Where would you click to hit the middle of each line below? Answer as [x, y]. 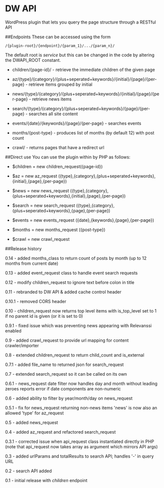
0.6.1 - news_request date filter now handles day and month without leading [81, 384]
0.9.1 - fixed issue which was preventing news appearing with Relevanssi [78, 325]
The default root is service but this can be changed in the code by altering [80, 55]
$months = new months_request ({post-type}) [59, 230]
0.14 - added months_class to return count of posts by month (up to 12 [76, 258]
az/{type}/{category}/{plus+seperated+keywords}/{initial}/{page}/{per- [84, 79]
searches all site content [53, 114]
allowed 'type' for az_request [35, 413]
